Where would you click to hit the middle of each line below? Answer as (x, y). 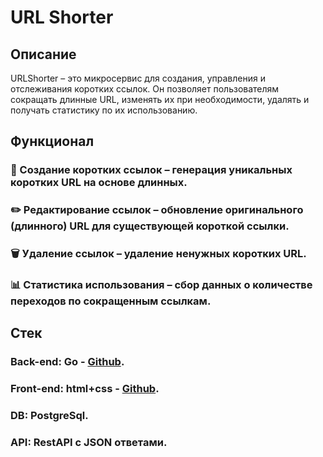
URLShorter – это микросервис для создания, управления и (138, 78)
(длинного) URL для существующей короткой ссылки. (150, 226)
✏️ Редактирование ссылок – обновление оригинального (157, 210)
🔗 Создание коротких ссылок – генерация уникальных (151, 170)
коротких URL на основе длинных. (99, 183)
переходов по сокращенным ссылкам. (111, 301)
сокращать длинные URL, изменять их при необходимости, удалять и (160, 99)
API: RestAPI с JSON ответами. (89, 443)
